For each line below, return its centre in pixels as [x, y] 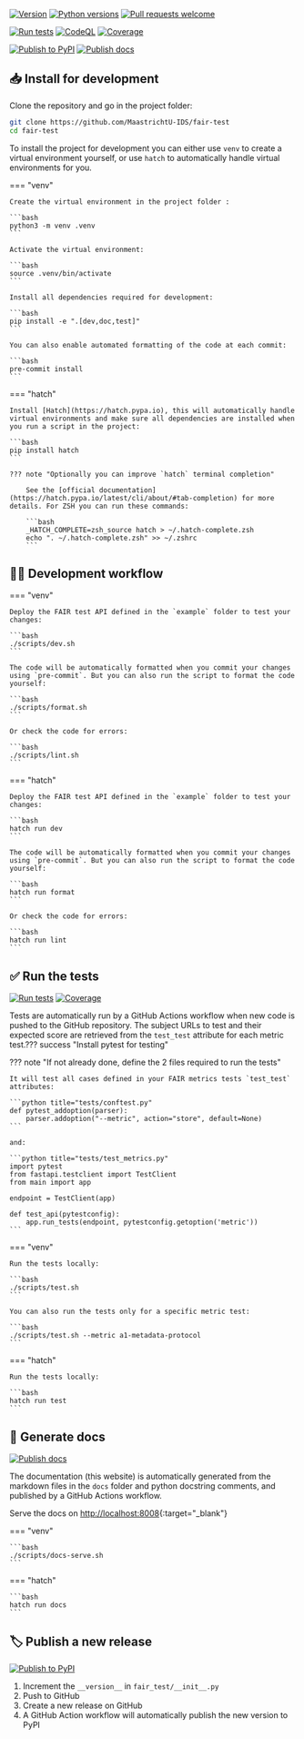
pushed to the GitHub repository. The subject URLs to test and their [136, 1026]
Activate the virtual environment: [77, 249]
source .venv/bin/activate [61, 273]
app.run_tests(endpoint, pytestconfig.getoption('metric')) [142, 1223]
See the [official [61, 490]
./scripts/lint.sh [44, 755]
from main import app [51, 1183]
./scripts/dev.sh [42, 644]
